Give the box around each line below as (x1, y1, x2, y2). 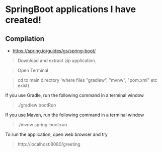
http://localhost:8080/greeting (17, 141, 80, 147)
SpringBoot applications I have (5, 4, 136, 15)
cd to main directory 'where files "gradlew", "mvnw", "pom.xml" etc (17, 77, 157, 83)
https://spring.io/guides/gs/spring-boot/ (12, 48, 96, 54)
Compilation (5, 34, 44, 43)
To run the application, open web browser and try (5, 131, 108, 137)
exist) (17, 82, 29, 88)
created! (5, 14, 42, 26)
